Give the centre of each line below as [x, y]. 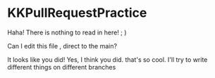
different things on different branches [62, 67]
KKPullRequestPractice [77, 13]
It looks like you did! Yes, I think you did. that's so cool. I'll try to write [107, 59]
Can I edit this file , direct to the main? [62, 46]
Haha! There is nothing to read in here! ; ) [67, 32]
